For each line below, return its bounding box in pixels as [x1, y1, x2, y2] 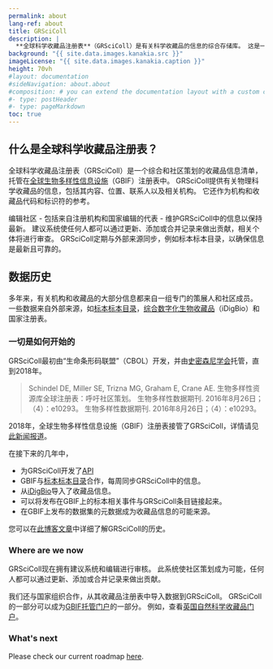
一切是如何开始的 [8, 335, 76, 347]
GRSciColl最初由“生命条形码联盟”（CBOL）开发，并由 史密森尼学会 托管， [8, 356, 253, 365]
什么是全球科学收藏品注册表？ [8, 142, 158, 156]
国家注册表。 [8, 313, 51, 323]
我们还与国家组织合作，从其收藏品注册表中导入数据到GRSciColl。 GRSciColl [8, 592, 262, 601]
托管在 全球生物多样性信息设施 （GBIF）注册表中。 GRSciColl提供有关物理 [8, 176, 252, 186]
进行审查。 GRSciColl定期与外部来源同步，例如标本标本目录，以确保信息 [22, 234, 265, 243]
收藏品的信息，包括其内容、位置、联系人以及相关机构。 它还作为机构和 [15, 186, 253, 195]
